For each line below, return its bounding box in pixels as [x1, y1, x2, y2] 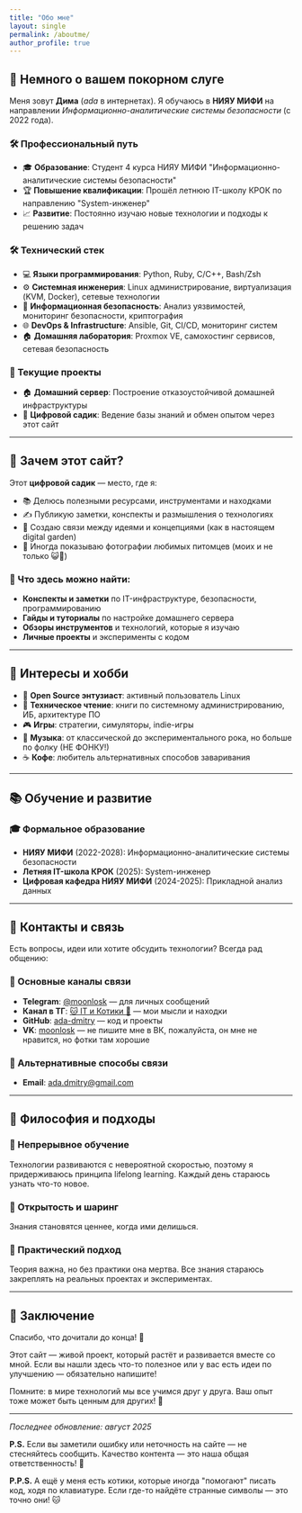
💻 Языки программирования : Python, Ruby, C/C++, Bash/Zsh [22, 268, 262, 279]
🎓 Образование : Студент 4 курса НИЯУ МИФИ [22, 162, 208, 173]
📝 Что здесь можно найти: [9, 572, 131, 585]
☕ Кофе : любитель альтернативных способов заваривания [22, 752, 251, 762]
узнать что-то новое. [9, 1178, 90, 1189]
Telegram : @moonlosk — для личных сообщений [22, 995, 209, 1006]
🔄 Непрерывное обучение [9, 1139, 129, 1151]
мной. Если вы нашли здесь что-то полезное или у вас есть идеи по [9, 1359, 272, 1370]
